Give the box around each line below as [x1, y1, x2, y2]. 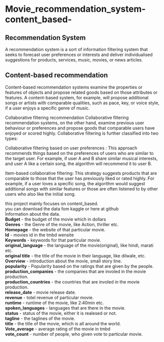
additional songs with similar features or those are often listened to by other [5, 186, 158, 192]
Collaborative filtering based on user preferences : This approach [5, 145, 137, 151]
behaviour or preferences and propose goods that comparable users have [5, 125, 155, 131]
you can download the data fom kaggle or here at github [5, 205, 119, 212]
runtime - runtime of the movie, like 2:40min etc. [5, 300, 104, 306]
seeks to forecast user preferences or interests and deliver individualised [5, 52, 153, 57]
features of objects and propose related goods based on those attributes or [5, 89, 158, 95]
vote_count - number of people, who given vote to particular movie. [5, 331, 143, 337]
